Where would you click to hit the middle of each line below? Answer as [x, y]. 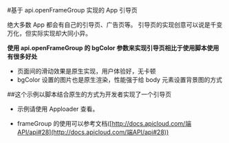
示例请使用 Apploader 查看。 [58, 109]
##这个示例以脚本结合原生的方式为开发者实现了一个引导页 [89, 94]
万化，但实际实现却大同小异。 [49, 33]
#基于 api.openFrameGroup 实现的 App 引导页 [72, 10]
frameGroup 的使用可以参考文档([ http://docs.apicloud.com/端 [104, 123]
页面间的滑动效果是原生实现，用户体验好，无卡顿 [86, 71]
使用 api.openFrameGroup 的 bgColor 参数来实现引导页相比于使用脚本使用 [113, 48]
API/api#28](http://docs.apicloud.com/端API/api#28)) [93, 132]
